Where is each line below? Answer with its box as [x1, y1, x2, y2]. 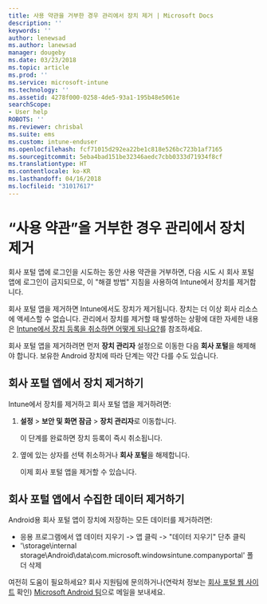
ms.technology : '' [8, 85, 69, 94]
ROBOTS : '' [8, 116, 45, 124]
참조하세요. [167, 324, 203, 334]
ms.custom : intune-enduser [8, 137, 98, 146]
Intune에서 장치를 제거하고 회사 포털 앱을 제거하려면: [8, 399, 171, 409]
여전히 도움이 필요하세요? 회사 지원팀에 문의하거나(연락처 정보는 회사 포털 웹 [8, 578, 245, 587]
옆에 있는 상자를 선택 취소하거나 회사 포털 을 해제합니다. [19, 450, 190, 460]
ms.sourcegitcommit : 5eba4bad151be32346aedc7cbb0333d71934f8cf [8, 152, 223, 160]
